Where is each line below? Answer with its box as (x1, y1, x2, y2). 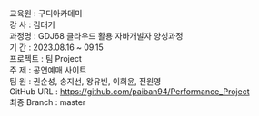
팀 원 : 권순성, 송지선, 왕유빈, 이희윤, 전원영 (9, 76, 162, 86)
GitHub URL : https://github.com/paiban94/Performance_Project (9, 86, 250, 97)
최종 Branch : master (9, 97, 86, 107)
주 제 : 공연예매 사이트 (9, 64, 87, 75)
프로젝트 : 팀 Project (9, 53, 82, 63)
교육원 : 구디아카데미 (9, 8, 83, 18)
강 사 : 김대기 (9, 19, 56, 30)
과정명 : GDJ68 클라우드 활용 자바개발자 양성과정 (9, 31, 184, 41)
